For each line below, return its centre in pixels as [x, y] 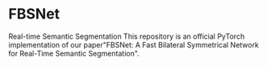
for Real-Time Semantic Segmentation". [74, 53]
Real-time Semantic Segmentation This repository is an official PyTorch [127, 36]
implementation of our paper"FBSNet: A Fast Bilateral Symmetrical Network [134, 44]
